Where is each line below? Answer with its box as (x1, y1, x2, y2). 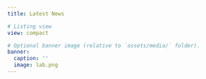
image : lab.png (13, 62, 59, 69)
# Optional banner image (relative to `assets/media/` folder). (7, 42, 200, 49)
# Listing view (7, 22, 52, 30)
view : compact (7, 29, 49, 36)
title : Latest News (7, 10, 65, 17)
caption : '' (13, 55, 49, 62)
